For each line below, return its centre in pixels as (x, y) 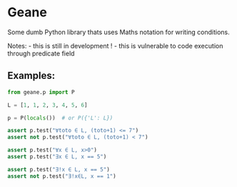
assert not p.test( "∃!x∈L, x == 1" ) (62, 176)
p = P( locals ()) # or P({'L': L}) (60, 118)
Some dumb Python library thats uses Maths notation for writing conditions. (118, 32)
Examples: (31, 76)
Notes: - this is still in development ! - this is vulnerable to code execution (115, 46)
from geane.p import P (41, 92)
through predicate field (41, 53)
